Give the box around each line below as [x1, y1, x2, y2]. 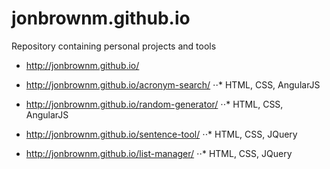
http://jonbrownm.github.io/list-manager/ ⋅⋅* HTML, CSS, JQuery [25, 147, 293, 159]
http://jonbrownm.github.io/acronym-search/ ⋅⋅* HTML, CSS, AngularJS [25, 78, 321, 91]
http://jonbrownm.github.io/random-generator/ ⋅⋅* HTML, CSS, [25, 98, 284, 110]
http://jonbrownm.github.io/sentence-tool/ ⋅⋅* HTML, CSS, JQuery [25, 128, 298, 140]
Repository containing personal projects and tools [11, 40, 217, 52]
